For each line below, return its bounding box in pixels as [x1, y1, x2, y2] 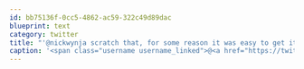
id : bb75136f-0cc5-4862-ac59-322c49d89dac [9, 13, 172, 22]
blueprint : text [9, 22, 71, 30]
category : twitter [9, 30, 79, 39]
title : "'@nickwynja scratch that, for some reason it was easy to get [9, 38, 285, 47]
